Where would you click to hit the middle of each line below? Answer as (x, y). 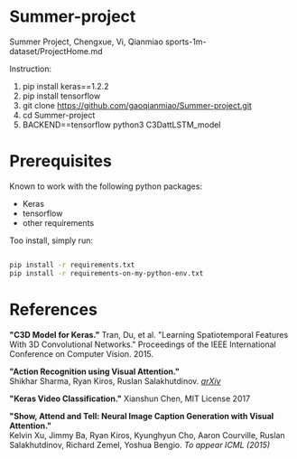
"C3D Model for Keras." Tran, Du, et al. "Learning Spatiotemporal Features (149, 334)
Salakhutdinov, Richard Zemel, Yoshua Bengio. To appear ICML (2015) (140, 445)
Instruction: (31, 69)
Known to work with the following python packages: (106, 186)
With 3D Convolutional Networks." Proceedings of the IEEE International (143, 344)
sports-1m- (186, 42)
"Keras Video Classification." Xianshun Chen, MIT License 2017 (130, 398)
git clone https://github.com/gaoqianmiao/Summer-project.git (137, 105)
